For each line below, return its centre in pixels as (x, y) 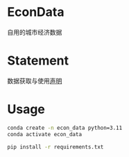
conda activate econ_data (44, 134)
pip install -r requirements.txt (55, 147)
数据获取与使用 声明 (35, 81)
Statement (38, 61)
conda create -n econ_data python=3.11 (65, 128)
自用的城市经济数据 (35, 32)
